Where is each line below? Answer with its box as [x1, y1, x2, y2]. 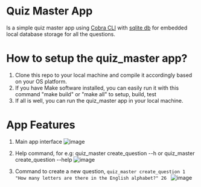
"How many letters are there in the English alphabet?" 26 [14, 175, 167, 181]
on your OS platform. [14, 78, 68, 85]
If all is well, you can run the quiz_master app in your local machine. [14, 97, 183, 104]
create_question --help [14, 156, 72, 163]
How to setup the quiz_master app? [6, 52, 188, 66]
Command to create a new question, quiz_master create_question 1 [14, 167, 186, 175]
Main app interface [14, 138, 62, 145]
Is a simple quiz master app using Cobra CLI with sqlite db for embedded [6, 24, 188, 31]
